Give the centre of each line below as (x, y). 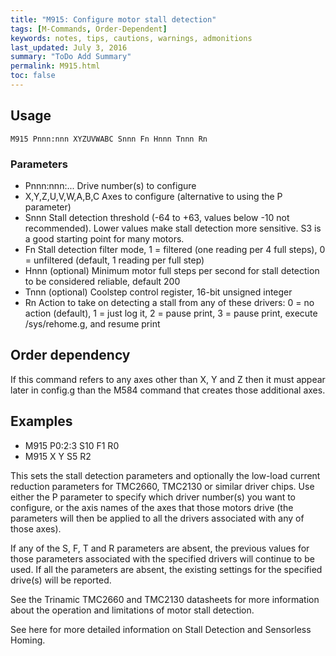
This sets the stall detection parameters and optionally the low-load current (165, 475)
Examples (41, 421)
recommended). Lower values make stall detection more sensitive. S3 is (173, 228)
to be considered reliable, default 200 (102, 281)
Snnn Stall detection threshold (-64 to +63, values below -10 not (157, 217)
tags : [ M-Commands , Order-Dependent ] (89, 29)
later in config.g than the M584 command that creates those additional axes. (168, 390)
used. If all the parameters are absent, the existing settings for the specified (166, 569)
